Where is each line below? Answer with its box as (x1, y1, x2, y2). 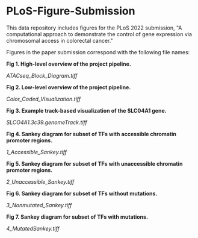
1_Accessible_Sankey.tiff (6, 148, 67, 155)
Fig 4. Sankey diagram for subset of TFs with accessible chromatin (6, 130, 176, 137)
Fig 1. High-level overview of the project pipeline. (6, 60, 131, 67)
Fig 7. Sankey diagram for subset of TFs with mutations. (6, 213, 149, 221)
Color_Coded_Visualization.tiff (6, 95, 81, 102)
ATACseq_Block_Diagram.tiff (6, 72, 78, 79)
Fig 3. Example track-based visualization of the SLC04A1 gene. (6, 107, 167, 114)
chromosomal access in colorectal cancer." (6, 37, 113, 44)
